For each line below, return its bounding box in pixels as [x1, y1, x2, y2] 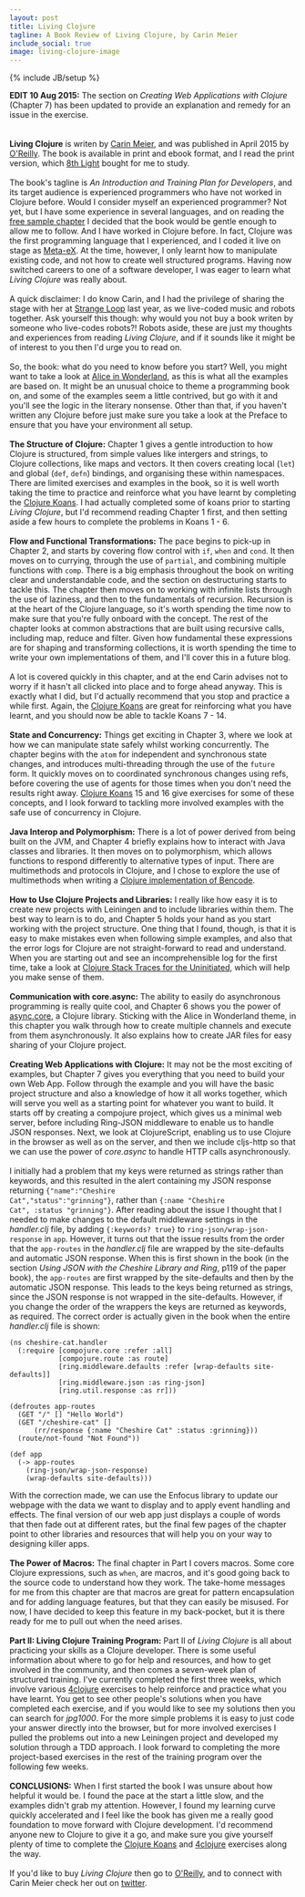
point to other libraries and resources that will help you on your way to [9, 1529, 272, 1539]
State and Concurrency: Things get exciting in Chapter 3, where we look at [9, 730, 293, 741]
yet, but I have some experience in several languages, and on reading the [9, 206, 285, 217]
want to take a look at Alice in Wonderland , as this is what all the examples [9, 371, 289, 382]
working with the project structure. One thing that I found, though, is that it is [9, 923, 297, 935]
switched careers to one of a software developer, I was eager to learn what [9, 264, 291, 275]
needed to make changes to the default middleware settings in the [9, 1214, 258, 1225]
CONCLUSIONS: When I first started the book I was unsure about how [9, 1780, 273, 1792]
